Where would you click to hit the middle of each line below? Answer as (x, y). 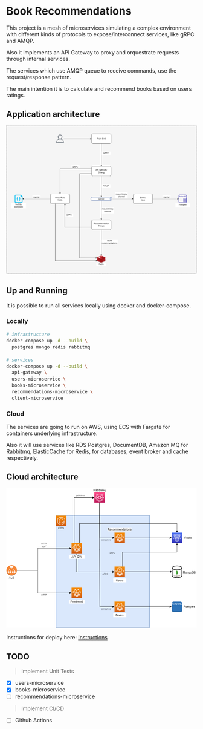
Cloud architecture (42, 477)
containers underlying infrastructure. (52, 433)
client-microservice (37, 398)
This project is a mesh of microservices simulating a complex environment (99, 28)
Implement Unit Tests (47, 671)
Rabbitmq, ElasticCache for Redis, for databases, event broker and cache (97, 451)
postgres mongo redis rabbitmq (51, 347)
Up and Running (37, 291)
